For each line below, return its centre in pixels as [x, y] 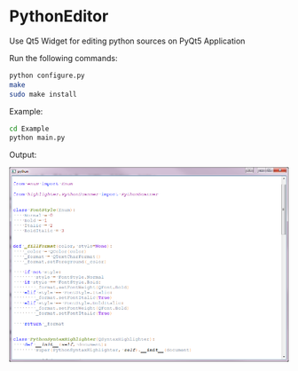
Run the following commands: [63, 58]
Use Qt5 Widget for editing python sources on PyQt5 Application [127, 41]
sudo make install [43, 94]
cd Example [29, 129]
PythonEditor [59, 16]
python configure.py [47, 75]
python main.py [37, 138]
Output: [23, 155]
